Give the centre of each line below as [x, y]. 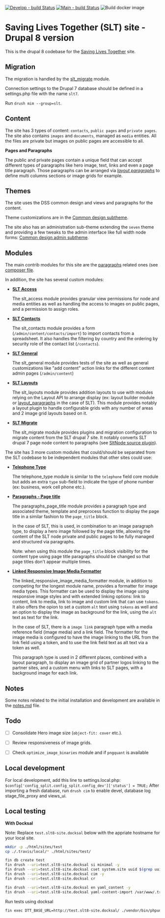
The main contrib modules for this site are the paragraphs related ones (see [82, 265]
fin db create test [25, 860]
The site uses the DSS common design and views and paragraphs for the [79, 203]
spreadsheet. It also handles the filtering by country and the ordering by [85, 339]
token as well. [26, 648]
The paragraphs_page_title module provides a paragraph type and [79, 506]
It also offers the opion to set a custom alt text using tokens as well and [85, 607]
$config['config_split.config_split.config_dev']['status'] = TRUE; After [82, 785]
